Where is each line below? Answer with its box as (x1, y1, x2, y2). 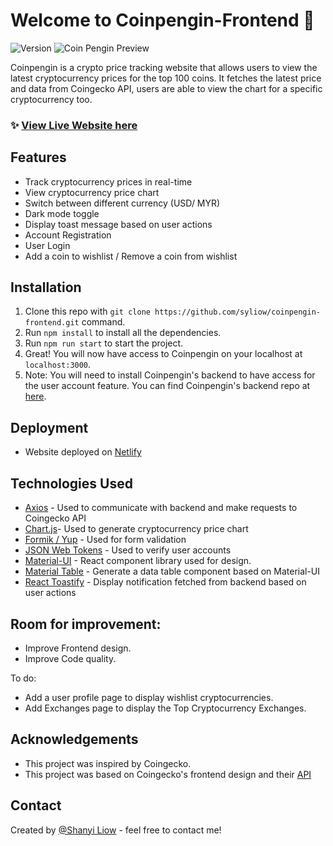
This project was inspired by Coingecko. (24, 757, 192, 769)
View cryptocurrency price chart (24, 186, 160, 198)
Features (10, 149, 67, 166)
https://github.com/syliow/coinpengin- (154, 307, 321, 318)
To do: (10, 672, 37, 684)
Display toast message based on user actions (24, 218, 213, 230)
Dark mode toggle (24, 207, 100, 219)
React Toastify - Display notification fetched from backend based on (24, 576, 307, 588)
